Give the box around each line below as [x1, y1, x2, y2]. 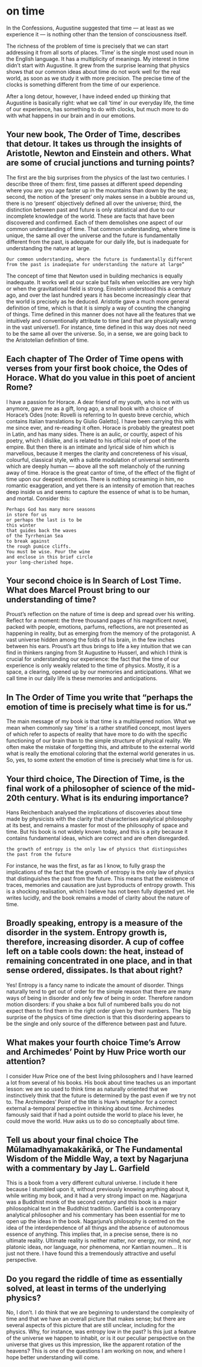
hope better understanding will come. [6, 1354, 99, 1361]
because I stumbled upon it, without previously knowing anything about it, [6, 1186, 190, 1193]
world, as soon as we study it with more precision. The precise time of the [6, 74, 190, 82]
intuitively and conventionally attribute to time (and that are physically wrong [6, 317, 197, 324]
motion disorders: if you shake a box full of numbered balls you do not [6, 1001, 181, 1008]
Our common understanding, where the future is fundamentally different [6, 256, 193, 262]
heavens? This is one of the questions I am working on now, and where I [6, 1347, 186, 1355]
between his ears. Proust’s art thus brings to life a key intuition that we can [6, 643, 192, 650]
